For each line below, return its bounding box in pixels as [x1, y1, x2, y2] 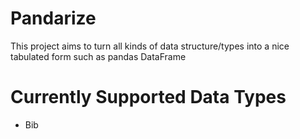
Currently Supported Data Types [10, 86, 287, 109]
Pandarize [10, 7, 97, 30]
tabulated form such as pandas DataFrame [10, 50, 187, 62]
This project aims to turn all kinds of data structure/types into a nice [10, 40, 290, 52]
